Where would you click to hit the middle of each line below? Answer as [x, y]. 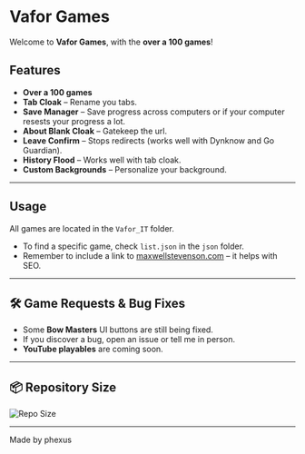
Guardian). [42, 150]
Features [35, 70]
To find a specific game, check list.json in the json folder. [133, 246]
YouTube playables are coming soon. [93, 349]
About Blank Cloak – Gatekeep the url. [95, 131]
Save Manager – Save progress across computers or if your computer [153, 112]
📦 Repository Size [63, 387]
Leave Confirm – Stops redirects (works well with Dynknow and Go [148, 140]
